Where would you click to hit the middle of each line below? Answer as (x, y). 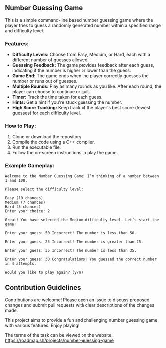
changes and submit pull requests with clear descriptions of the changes (80, 305)
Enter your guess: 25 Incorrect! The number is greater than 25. (74, 242)
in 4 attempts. (21, 263)
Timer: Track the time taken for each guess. (57, 97)
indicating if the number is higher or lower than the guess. (72, 71)
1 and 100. (16, 180)
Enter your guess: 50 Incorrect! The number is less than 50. (71, 233)
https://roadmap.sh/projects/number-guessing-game (60, 340)
